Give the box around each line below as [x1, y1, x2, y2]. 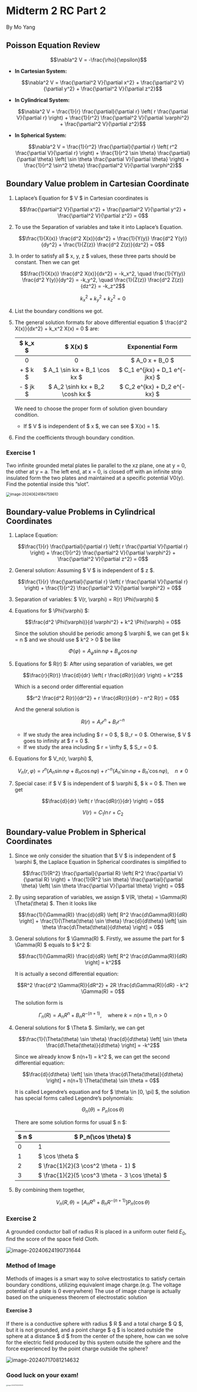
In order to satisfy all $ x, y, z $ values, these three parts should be [14, 252, 176, 259]
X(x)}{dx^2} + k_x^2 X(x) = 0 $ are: [14, 325, 100, 332]
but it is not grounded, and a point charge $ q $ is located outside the [6, 1326, 174, 1333]
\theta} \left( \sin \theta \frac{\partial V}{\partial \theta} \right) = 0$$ [21, 882, 185, 889]
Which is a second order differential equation [14, 683, 124, 690]
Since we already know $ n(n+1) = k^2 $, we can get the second [14, 1053, 170, 1060]
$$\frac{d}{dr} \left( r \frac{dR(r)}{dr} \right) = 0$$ [42, 798, 164, 805]
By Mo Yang [6, 23, 36, 31]
